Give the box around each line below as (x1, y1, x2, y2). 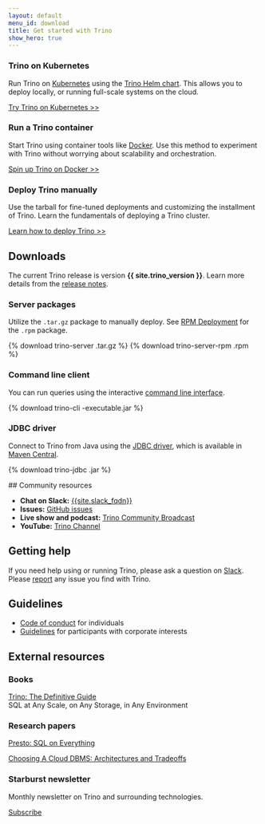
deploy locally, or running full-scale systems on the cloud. (8, 87, 199, 97)
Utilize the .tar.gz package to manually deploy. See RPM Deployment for (8, 317, 250, 327)
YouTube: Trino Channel (19, 521, 101, 530)
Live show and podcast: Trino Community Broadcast (19, 512, 196, 522)
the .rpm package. (8, 325, 68, 335)
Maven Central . (8, 449, 59, 459)
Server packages (8, 298, 76, 309)
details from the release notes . (8, 278, 109, 288)
